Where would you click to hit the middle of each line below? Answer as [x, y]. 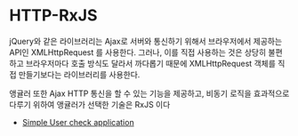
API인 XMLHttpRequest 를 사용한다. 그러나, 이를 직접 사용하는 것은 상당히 [138, 52]
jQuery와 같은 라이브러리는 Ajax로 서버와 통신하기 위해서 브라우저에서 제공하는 [146, 41]
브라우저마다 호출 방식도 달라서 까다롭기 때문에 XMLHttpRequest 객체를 [150, 63]
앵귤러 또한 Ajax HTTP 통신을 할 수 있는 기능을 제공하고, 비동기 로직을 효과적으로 [149, 93]
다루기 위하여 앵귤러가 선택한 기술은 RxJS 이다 [90, 104]
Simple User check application [78, 122]
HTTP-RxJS [53, 16]
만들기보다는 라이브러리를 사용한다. [79, 74]
